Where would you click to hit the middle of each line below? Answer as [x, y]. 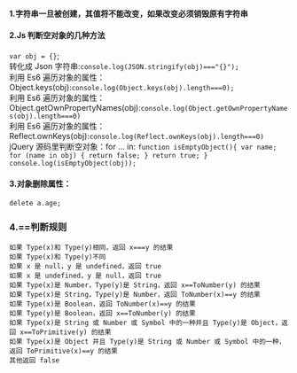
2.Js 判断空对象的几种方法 [57, 35]
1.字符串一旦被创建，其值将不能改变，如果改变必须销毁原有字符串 [129, 13]
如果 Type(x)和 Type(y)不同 [58, 257]
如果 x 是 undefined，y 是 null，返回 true [86, 276]
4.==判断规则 [38, 227]
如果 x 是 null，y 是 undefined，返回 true [86, 267]
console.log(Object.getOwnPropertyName [214, 108]
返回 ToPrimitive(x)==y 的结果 [63, 351]
